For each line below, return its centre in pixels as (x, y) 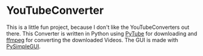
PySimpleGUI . (24, 46)
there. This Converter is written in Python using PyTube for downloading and (102, 33)
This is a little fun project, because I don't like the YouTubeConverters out (98, 27)
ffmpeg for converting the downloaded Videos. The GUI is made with (92, 40)
